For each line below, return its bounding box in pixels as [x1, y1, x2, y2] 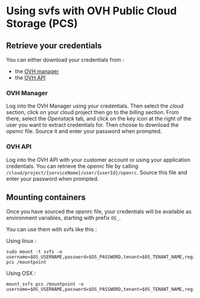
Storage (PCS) [6, 17, 79, 30]
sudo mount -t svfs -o [6, 249, 62, 255]
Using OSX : [6, 269, 36, 277]
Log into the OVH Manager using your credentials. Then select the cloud [6, 102, 184, 109]
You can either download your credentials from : [6, 57, 124, 63]
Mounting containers [6, 192, 86, 202]
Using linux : [6, 237, 37, 244]
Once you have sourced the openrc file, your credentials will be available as [6, 208, 192, 215]
